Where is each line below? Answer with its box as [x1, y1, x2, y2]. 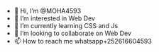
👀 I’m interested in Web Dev [13, 14, 96, 22]
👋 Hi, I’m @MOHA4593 [13, 7, 82, 15]
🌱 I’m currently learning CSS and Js [13, 22, 119, 30]
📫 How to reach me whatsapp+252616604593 [13, 37, 153, 45]
